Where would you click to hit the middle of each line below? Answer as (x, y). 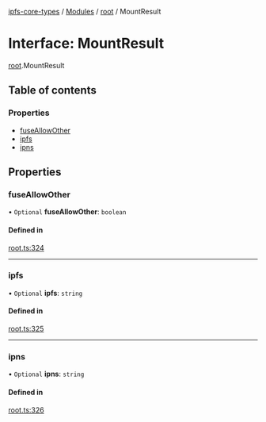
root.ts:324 (27, 247)
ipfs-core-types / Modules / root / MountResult (85, 12)
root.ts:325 (26, 329)
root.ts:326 (27, 410)
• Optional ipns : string (46, 374)
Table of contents (52, 90)
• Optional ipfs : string (46, 293)
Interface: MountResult (86, 44)
